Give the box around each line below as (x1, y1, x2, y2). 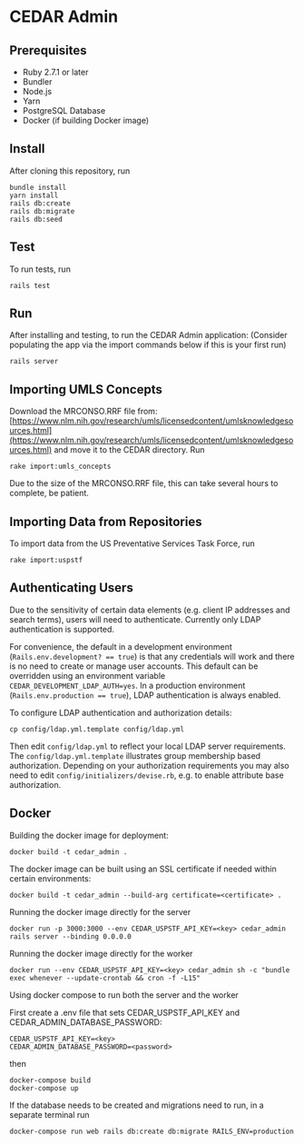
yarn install (9, 191, 59, 200)
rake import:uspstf (9, 556, 83, 565)
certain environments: (9, 872, 92, 883)
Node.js (22, 86, 53, 96)
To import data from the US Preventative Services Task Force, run (9, 538, 256, 549)
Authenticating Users (9, 580, 133, 596)
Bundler (22, 76, 53, 87)
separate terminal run (9, 1109, 90, 1120)
